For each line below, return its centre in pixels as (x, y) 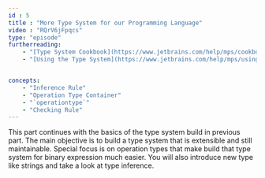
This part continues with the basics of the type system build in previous (124, 132)
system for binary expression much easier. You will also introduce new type (131, 158)
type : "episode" (35, 37)
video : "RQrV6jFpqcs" (45, 30)
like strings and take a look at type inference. (81, 165)
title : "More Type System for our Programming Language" (105, 23)
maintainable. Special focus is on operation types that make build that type (129, 149)
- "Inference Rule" (54, 87)
